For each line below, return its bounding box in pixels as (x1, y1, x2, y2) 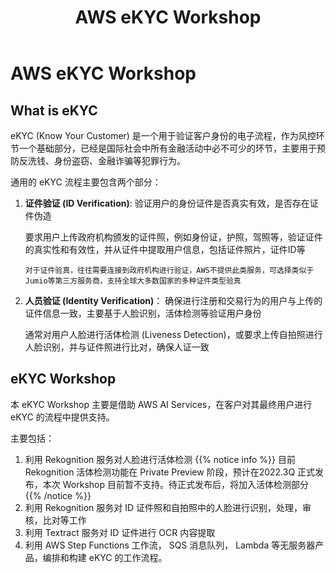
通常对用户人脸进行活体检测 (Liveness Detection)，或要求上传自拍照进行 (24, 329, 323, 340)
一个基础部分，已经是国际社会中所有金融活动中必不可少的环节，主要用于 (18, 142, 317, 154)
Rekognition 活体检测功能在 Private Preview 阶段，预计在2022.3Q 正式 (24, 466, 316, 478)
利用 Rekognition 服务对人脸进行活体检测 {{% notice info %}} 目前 (24, 453, 296, 465)
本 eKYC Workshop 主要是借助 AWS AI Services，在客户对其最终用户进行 (10, 398, 313, 410)
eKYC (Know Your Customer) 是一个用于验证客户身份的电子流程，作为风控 (10, 130, 317, 141)
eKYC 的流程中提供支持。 (10, 411, 115, 423)
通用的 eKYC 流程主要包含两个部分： (10, 176, 162, 188)
